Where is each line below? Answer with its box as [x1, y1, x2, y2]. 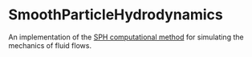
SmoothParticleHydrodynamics [8, 6, 223, 24]
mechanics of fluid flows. [8, 40, 92, 50]
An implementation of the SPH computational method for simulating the [8, 32, 244, 42]
